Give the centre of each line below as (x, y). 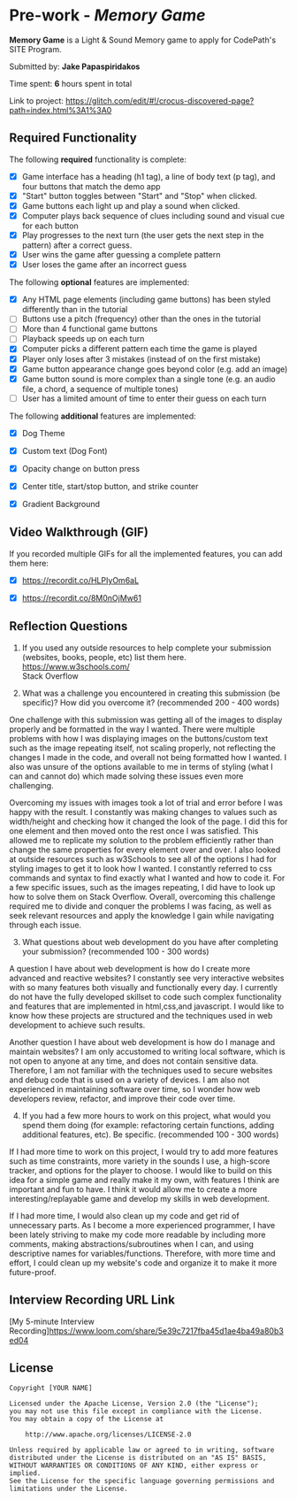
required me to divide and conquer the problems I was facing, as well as (141, 906)
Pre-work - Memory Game (107, 15)
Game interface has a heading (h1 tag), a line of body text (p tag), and (148, 176)
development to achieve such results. (77, 1025)
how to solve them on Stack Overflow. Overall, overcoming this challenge (142, 896)
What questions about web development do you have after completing (150, 942)
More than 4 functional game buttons (90, 329)
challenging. (32, 785)
